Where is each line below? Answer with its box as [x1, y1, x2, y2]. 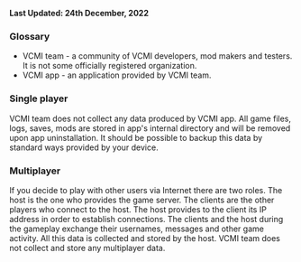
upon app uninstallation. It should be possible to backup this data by [9, 132, 263, 143]
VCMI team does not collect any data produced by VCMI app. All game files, [9, 113, 291, 124]
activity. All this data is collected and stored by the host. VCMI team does [9, 232, 281, 243]
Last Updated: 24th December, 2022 [9, 8, 150, 18]
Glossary [9, 30, 50, 42]
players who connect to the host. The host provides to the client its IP [9, 203, 268, 215]
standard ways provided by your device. [9, 142, 160, 153]
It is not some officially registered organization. [22, 61, 197, 71]
